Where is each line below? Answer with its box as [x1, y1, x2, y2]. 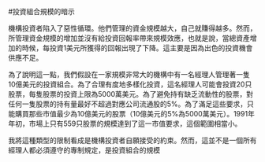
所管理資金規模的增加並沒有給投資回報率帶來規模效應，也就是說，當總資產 [8, 34, 250, 42]
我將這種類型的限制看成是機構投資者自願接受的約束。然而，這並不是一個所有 [8, 136, 257, 145]
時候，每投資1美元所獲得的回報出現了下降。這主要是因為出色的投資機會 [21, 43, 253, 53]
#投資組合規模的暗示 [8, 7, 75, 16]
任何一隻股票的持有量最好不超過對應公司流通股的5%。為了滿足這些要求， [8, 99, 248, 109]
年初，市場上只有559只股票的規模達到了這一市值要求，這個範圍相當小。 [8, 119, 242, 128]
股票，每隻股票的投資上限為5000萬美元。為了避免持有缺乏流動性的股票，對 [8, 90, 254, 98]
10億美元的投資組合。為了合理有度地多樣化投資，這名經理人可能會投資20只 [8, 79, 252, 89]
